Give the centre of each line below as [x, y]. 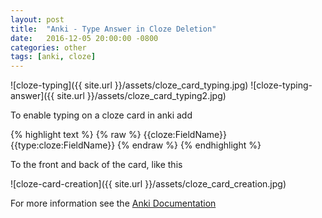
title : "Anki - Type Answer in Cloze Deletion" [113, 29]
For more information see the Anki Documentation [113, 203]
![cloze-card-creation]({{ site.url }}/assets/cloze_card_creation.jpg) [148, 184]
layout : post [37, 19]
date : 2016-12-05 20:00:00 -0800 [84, 38]
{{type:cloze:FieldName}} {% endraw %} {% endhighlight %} [136, 145]
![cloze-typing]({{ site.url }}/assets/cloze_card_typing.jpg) [129, 85]
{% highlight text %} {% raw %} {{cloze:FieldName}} [119, 135]
